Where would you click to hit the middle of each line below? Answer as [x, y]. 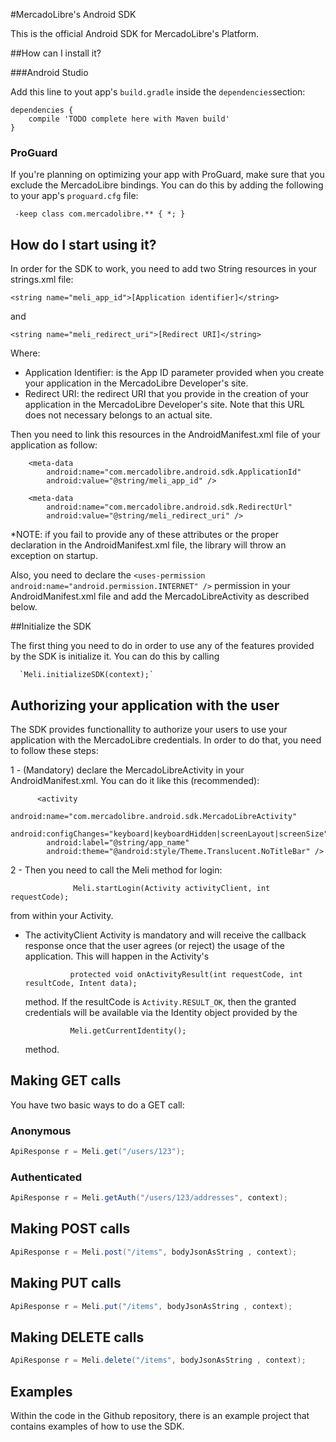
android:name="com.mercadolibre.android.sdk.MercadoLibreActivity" [154, 816]
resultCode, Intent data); [81, 983]
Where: [25, 353]
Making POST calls [70, 1229]
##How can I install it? [56, 53]
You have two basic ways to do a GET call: [97, 1105]
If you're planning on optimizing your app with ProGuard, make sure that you [167, 175]
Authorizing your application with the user [145, 705]
